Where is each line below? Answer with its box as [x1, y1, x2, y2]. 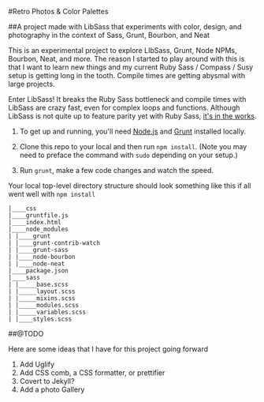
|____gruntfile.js [8, 212, 69, 220]
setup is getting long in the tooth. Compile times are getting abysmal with [8, 71, 246, 80]
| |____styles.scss [8, 315, 73, 323]
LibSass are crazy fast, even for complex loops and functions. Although [8, 103, 240, 112]
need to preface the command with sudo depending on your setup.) [19, 150, 238, 160]
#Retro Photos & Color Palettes [8, 7, 109, 16]
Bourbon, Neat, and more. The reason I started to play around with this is [8, 54, 245, 63]
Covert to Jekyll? [19, 377, 75, 385]
